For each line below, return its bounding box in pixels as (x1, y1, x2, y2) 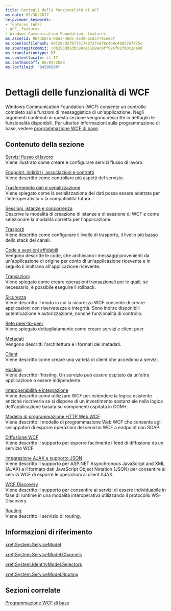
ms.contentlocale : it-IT (5, 55, 58, 60)
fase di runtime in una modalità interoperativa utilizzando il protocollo (5, 492, 151, 498)
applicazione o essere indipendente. (5, 377, 82, 383)
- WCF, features (5, 27, 40, 32)
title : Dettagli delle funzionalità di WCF (5, 7, 100, 13)
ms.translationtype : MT (5, 50, 56, 55)
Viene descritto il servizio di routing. (5, 513, 81, 519)
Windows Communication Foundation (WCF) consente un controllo (5, 103, 146, 110)
